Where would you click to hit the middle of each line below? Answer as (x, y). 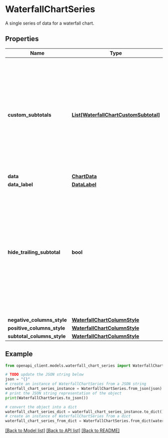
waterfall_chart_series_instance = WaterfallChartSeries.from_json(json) (84, 389)
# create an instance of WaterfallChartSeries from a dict (68, 416)
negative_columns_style (37, 320)
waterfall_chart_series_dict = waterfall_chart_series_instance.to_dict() (85, 412)
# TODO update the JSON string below (44, 375)
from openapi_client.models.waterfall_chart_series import (68, 366)
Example (19, 354)
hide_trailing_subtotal (34, 252)
